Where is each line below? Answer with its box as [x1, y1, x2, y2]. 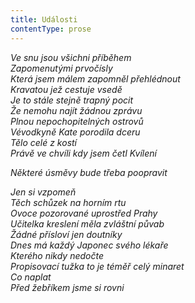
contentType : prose [10, 24, 92, 34]
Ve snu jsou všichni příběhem [10, 51, 132, 63]
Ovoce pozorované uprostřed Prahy [10, 207, 158, 219]
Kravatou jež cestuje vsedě [10, 83, 123, 95]
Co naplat [10, 271, 52, 283]
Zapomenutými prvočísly [10, 62, 113, 74]
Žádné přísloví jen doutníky [10, 228, 123, 240]
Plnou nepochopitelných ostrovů [10, 115, 144, 127]
